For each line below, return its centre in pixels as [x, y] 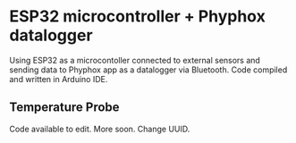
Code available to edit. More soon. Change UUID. [100, 129]
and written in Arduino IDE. [59, 79]
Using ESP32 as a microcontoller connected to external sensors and [135, 60]
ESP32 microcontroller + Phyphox [137, 17]
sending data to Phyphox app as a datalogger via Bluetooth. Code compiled [148, 70]
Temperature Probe [64, 108]
